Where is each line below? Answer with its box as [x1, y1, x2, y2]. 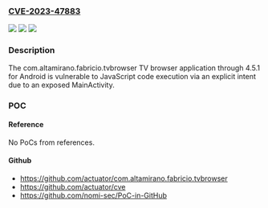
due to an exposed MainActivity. [8, 80, 115, 90]
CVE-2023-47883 [8, 6, 81, 17]
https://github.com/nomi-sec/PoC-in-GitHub [19, 190, 167, 200]
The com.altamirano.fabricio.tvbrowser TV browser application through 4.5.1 [8, 62, 261, 73]
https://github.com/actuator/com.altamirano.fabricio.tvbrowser [19, 174, 228, 183]
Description [8, 45, 55, 56]
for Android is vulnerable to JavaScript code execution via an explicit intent [8, 71, 257, 81]
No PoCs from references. [8, 138, 95, 147]
